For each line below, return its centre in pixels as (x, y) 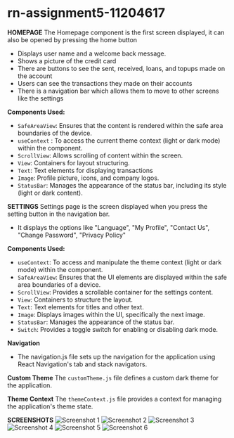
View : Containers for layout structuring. (73, 162)
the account (35, 76)
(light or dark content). (50, 193)
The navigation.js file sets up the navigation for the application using (116, 356)
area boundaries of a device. (59, 284)
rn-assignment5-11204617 (86, 13)
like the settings (40, 98)
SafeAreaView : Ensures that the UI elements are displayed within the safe (122, 277)
